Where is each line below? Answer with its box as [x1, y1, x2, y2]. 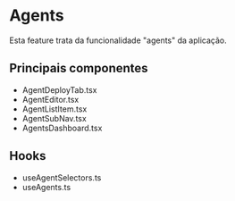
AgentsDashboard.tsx [21, 122, 103, 133]
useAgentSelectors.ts [21, 172, 102, 183]
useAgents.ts [21, 181, 71, 192]
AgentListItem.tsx [21, 104, 88, 114]
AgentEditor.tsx [21, 94, 80, 105]
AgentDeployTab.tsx [21, 84, 97, 95]
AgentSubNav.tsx [21, 113, 87, 123]
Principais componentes [9, 61, 149, 76]
